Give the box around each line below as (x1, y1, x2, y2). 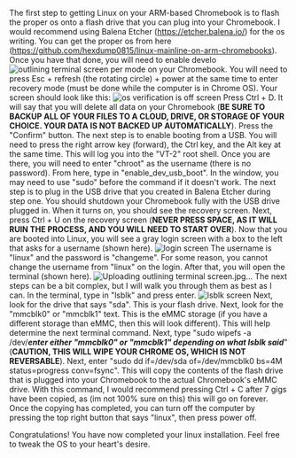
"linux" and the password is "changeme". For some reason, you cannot (9, 252, 269, 262)
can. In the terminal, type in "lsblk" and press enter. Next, (9, 290, 273, 300)
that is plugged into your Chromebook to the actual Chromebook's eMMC (9, 375, 277, 384)
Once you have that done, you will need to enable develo (9, 55, 217, 65)
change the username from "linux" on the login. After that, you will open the (9, 261, 285, 272)
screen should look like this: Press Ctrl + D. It (9, 92, 284, 103)
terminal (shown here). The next (9, 271, 288, 282)
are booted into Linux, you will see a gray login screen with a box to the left (9, 234, 284, 244)
